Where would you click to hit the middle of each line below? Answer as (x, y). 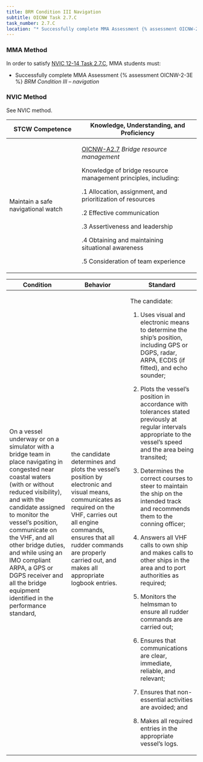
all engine (85, 522)
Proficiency (138, 133)
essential (153, 700)
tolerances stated (165, 412)
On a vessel (26, 431)
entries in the (159, 728)
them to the (157, 516)
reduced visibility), (36, 492)
